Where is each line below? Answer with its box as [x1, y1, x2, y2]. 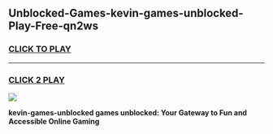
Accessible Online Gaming [8, 116, 100, 126]
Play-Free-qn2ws [8, 19, 99, 33]
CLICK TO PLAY [8, 44, 71, 55]
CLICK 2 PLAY [8, 74, 65, 85]
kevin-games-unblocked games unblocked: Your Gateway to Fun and [8, 107, 248, 117]
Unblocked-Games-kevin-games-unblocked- [8, 6, 244, 20]
